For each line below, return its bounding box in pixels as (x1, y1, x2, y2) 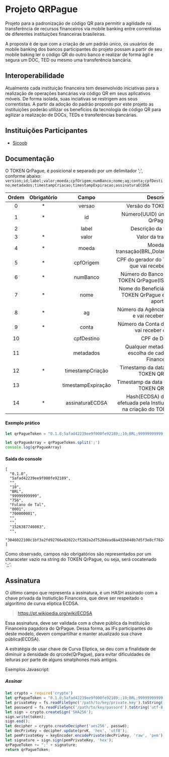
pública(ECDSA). (5, 636, 40, 642)
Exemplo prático (5, 420, 40, 426)
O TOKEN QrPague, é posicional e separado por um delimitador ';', (5, 168, 143, 174)
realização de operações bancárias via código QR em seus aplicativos (5, 90, 151, 96)
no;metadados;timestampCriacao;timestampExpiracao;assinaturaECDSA (5, 183, 150, 188)
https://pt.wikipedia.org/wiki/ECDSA (17, 610, 93, 617)
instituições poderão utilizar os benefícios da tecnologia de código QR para (5, 106, 161, 112)
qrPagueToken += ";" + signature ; (5, 742, 78, 747)
